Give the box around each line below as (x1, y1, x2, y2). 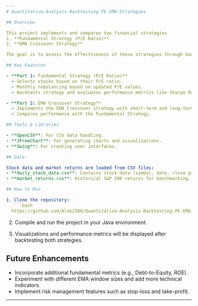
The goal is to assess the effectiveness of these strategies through (6, 51, 183, 58)
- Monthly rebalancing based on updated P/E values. (11, 84, 144, 90)
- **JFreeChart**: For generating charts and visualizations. (6, 138, 162, 144)
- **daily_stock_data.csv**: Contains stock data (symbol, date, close (6, 170, 186, 176)
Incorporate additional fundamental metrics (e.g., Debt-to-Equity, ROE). (14, 269, 189, 276)
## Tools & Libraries (6, 122, 60, 128)
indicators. (14, 282, 41, 289)
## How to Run (6, 187, 41, 193)
